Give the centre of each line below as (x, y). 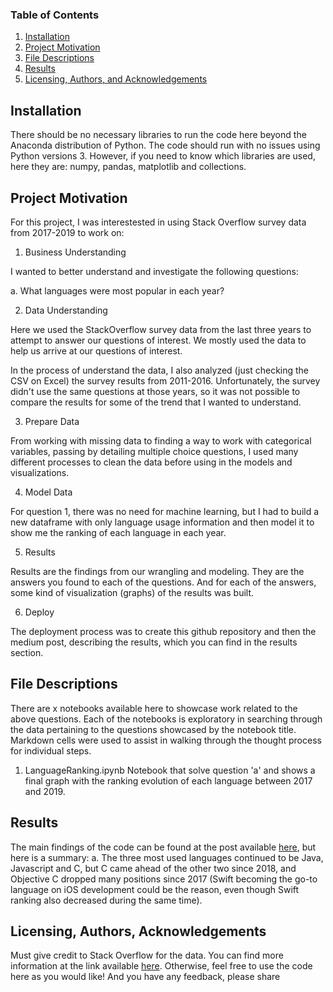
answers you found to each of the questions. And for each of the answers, (163, 582)
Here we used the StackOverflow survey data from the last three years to (161, 329)
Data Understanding (66, 310)
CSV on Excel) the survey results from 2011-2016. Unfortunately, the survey (165, 380)
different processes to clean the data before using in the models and (151, 462)
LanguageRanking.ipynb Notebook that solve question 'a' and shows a (170, 770)
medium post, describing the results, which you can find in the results (154, 642)
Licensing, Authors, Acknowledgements (138, 931)
